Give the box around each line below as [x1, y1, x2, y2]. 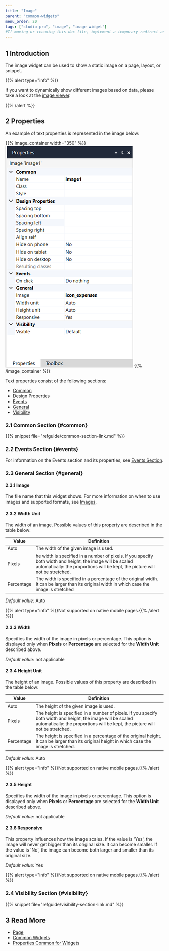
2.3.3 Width [5, 624, 31, 631]
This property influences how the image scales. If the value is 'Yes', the [5, 836, 153, 842]
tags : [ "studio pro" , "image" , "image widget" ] [5, 24, 107, 29]
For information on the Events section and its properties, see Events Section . [5, 457, 164, 463]
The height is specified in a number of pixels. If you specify [35, 710, 158, 716]
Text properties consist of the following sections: [5, 378, 107, 384]
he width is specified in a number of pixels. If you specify [35, 553, 153, 559]
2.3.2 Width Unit [5, 511, 41, 517]
